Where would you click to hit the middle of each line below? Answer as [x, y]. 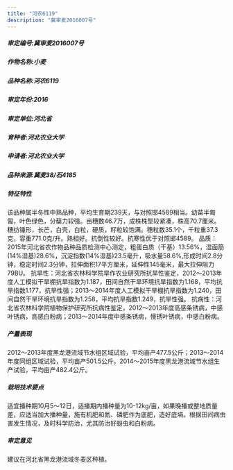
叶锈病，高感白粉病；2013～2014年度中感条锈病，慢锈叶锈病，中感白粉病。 [115, 317]
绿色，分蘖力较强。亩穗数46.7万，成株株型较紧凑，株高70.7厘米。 [126, 221]
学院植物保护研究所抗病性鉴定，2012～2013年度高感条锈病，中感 [130, 308]
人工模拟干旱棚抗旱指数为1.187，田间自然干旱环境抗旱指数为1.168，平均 [115, 282]
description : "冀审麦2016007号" [52, 20]
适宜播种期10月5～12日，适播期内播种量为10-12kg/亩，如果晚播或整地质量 [113, 406]
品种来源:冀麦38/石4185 [42, 175]
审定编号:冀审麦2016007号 [46, 43]
